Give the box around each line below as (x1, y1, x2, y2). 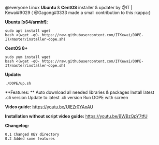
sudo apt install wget (5, 29, 51, 33)
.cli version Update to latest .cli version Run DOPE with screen (5, 95, 129, 100)
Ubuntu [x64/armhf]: (5, 19, 48, 25)
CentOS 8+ (5, 45, 28, 51)
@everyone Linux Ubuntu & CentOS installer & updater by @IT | (5, 5, 132, 10)
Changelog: (5, 123, 29, 128)
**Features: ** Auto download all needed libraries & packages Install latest (5, 89, 155, 95)
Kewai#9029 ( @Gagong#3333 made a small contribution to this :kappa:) (5, 10, 151, 15)
